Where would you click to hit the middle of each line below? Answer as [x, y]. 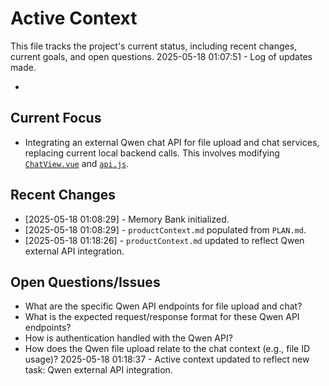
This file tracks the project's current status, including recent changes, [154, 46]
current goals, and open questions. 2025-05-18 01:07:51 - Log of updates [161, 56]
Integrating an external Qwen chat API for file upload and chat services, [172, 142]
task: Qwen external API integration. [98, 370]
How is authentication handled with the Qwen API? [128, 338]
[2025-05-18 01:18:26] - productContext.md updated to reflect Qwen [164, 240]
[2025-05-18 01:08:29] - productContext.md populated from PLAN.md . [165, 229]
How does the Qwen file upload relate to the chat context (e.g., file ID [167, 349]
